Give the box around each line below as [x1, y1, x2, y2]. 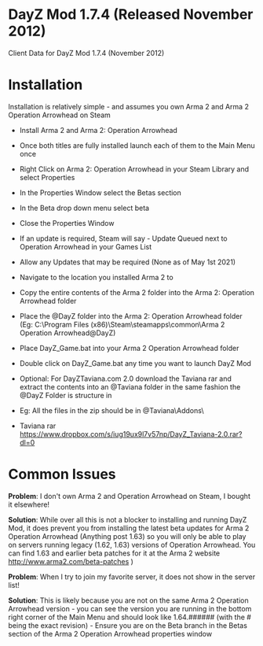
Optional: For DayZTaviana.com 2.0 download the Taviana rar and [19, 374, 232, 383]
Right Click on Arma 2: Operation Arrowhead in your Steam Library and [19, 164, 250, 174]
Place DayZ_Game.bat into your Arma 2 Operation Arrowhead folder [19, 343, 239, 353]
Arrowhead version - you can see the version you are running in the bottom [8, 604, 252, 613]
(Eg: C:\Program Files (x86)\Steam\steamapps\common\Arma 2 [19, 319, 225, 329]
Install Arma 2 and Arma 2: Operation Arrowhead [19, 125, 178, 135]
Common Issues [8, 466, 116, 483]
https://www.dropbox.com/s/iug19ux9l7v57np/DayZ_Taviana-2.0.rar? [19, 429, 243, 438]
